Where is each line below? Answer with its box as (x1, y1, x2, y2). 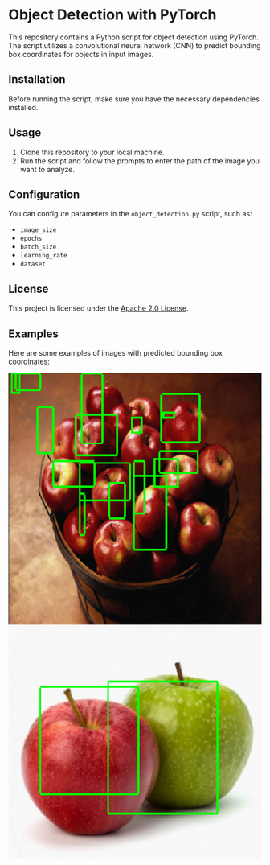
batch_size (19, 243, 57, 251)
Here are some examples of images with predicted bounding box (8, 348, 223, 357)
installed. (8, 102, 39, 112)
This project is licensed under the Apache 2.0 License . (8, 303, 189, 313)
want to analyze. (19, 164, 75, 174)
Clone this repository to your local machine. (19, 147, 165, 157)
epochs (19, 235, 43, 243)
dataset (19, 260, 46, 269)
